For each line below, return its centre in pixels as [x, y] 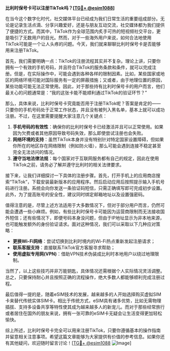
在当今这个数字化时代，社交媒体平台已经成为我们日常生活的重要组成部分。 [83, 19]
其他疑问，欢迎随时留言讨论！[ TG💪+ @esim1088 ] [70, 343]
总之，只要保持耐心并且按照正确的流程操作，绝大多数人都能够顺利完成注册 [83, 277]
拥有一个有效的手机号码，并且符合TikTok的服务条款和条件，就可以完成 [79, 67]
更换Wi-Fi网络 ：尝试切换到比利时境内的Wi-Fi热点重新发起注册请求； [84, 241]
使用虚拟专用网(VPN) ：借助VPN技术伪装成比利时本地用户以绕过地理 [83, 254]
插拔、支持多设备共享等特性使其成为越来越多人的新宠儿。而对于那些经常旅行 [85, 307]
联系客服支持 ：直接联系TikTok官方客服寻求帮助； [64, 248]
